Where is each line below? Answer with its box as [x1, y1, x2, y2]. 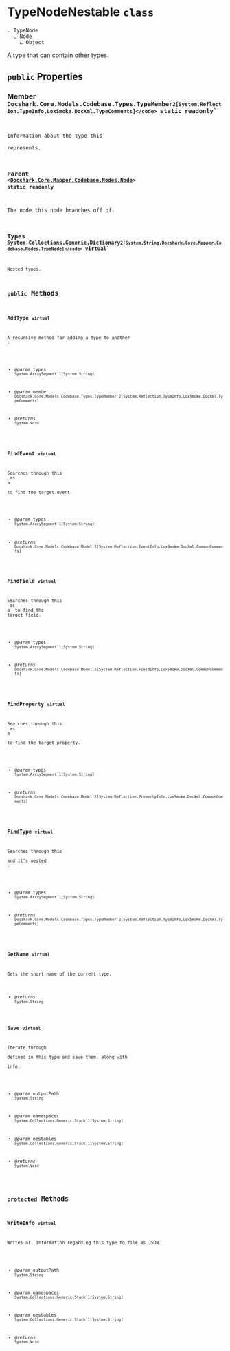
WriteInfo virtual [7, 1220, 56, 1227]
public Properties [7, 71, 84, 83]
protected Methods [7, 1195, 69, 1204]
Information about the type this [7, 132, 103, 139]
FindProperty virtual [7, 701, 65, 708]
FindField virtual [7, 578, 56, 585]
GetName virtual [7, 951, 50, 958]
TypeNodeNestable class [7, 4, 154, 20]
